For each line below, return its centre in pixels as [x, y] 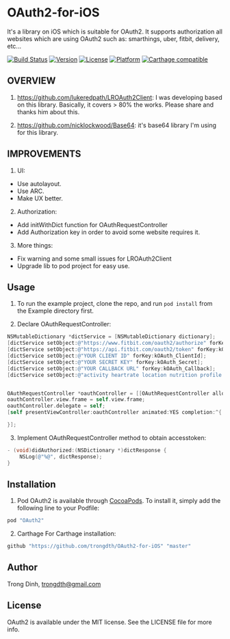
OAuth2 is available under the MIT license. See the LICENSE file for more [110, 622]
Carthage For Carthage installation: [66, 534]
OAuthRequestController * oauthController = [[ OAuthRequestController [108, 393]
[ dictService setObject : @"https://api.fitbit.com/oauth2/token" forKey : [113, 350]
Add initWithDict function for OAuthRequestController [92, 224]
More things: [35, 245]
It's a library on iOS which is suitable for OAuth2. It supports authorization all [115, 31]
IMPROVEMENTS [44, 154]
